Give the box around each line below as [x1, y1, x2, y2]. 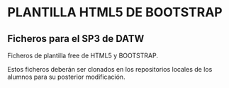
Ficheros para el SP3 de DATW [7, 33, 145, 45]
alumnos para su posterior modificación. [7, 72, 125, 81]
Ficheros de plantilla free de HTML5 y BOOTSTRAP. [7, 51, 158, 60]
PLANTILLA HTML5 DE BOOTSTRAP [7, 4, 223, 21]
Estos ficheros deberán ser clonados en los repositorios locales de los [7, 65, 213, 73]
